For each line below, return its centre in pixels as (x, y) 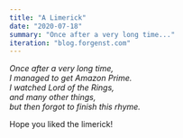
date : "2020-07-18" (46, 26)
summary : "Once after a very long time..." (92, 34)
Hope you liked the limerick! (61, 124)
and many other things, (53, 97)
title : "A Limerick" (48, 18)
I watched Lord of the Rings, (62, 87)
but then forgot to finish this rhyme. (75, 107)
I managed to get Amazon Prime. (71, 78)
